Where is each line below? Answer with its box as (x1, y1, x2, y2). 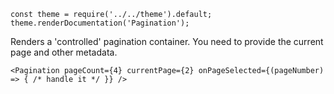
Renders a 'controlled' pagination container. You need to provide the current (10, 36, 324, 47)
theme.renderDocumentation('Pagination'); (10, 18, 190, 28)
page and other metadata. (10, 46, 118, 58)
